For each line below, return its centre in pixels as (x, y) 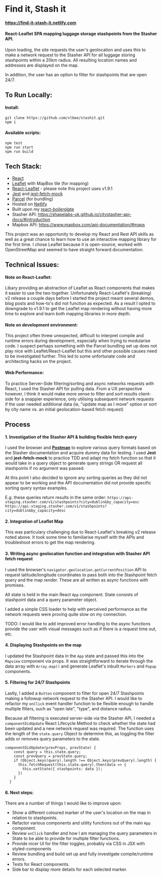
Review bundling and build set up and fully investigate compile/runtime (82, 854)
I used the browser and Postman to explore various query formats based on (81, 447)
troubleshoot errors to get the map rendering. (50, 542)
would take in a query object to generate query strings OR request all (74, 463)
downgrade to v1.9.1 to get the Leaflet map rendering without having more (79, 309)
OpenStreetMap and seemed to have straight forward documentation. (74, 249)
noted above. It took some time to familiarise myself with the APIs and (74, 537)
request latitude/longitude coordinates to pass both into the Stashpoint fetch (81, 575)
